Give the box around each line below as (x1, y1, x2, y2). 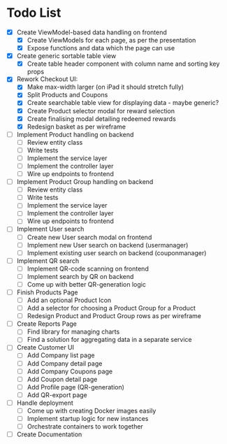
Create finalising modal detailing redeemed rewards (27, 114, 176, 123)
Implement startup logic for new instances (27, 414, 149, 422)
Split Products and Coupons (27, 91, 108, 99)
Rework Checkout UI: (16, 75, 78, 83)
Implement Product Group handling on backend (16, 178, 154, 186)
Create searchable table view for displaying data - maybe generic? (27, 99, 219, 107)
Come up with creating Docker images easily (27, 406, 156, 415)
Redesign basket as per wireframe (27, 122, 126, 131)
